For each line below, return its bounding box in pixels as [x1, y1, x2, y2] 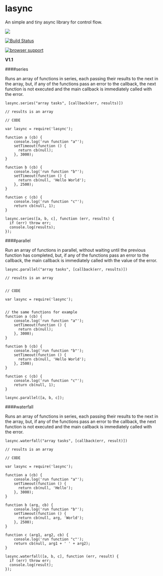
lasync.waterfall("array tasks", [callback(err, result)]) [5, 438, 128, 443]
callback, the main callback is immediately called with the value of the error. [5, 257, 158, 263]
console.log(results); [9, 224, 56, 230]
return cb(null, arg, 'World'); [18, 515, 84, 520]
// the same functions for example [5, 310, 78, 314]
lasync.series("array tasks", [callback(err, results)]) [5, 101, 123, 106]
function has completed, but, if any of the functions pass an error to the [5, 252, 149, 258]
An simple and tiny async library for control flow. [5, 19, 102, 25]
